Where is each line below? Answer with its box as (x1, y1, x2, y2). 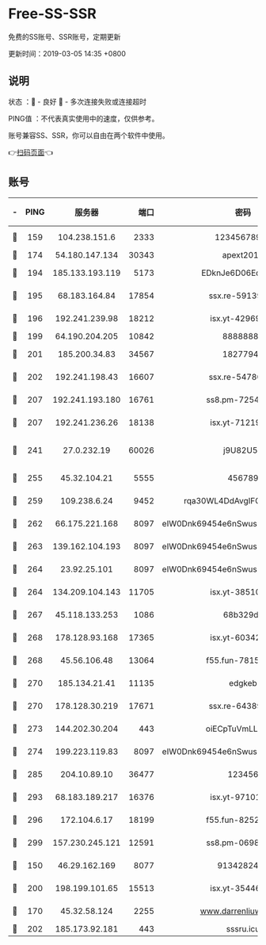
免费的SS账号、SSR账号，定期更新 (8, 32, 121, 41)
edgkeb (229, 677, 257, 688)
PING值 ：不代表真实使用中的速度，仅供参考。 (8, 113, 159, 123)
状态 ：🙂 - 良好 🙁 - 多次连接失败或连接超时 (8, 97, 146, 106)
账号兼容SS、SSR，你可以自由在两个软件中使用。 (8, 130, 169, 140)
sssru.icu (226, 923, 260, 934)
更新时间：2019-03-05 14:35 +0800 (8, 48, 127, 58)
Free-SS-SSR (8, 5, 97, 23)
